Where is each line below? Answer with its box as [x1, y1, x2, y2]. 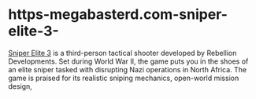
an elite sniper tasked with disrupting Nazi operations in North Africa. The [8, 64, 247, 74]
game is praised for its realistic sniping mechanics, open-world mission [8, 73, 239, 82]
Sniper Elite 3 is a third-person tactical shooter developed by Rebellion [8, 48, 237, 57]
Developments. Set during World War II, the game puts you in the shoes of [8, 57, 249, 66]
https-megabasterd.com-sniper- [8, 5, 228, 24]
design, [8, 81, 33, 91]
